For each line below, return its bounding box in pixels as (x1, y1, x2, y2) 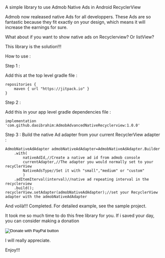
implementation (5, 119, 37, 124)
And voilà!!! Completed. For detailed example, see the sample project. (5, 203, 147, 209)
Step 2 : (5, 99, 21, 105)
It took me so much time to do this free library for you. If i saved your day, (5, 213, 155, 218)
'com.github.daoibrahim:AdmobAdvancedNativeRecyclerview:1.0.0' (5, 123, 140, 128)
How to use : (5, 53, 31, 59)
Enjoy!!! (5, 247, 21, 253)
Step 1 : (5, 63, 20, 68)
